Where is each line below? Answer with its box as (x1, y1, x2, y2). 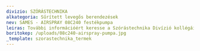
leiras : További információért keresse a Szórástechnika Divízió (6, 25, 171, 31)
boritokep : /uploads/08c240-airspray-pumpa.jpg (6, 30, 127, 36)
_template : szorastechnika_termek (6, 36, 92, 42)
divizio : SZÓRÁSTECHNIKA (6, 8, 68, 15)
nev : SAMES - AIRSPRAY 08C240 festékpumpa (6, 19, 113, 25)
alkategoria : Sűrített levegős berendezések (6, 14, 118, 20)
